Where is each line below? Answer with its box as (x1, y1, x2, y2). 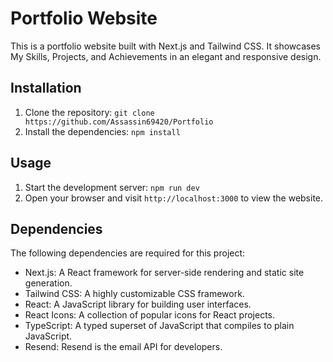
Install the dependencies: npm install (24, 125, 181, 137)
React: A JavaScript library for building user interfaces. (24, 298, 252, 311)
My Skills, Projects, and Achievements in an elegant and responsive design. (10, 50, 322, 62)
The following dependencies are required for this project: (10, 247, 246, 259)
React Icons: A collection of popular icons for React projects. (24, 309, 276, 321)
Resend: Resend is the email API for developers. (24, 341, 223, 353)
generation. (24, 277, 73, 289)
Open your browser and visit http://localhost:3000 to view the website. (24, 192, 324, 204)
